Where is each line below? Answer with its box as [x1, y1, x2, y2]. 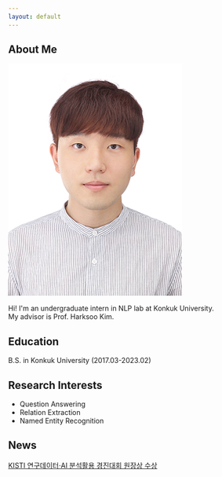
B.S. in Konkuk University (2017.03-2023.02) [8, 356, 151, 365]
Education [8, 335, 60, 348]
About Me [8, 43, 57, 57]
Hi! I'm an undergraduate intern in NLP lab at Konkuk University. [8, 303, 214, 314]
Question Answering [19, 399, 86, 409]
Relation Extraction [19, 408, 81, 417]
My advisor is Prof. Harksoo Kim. [8, 312, 115, 321]
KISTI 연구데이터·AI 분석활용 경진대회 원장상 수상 [8, 460, 158, 470]
